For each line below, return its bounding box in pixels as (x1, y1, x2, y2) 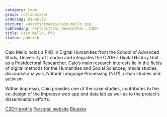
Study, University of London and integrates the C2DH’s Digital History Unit (5, 54, 159, 60)
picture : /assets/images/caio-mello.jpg (5, 21, 92, 27)
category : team (5, 7, 37, 13)
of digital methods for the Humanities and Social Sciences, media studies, (5, 65, 158, 71)
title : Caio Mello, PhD (5, 31, 55, 36)
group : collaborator (5, 12, 49, 17)
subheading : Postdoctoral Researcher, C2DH (5, 26, 98, 31)
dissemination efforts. (5, 96, 50, 102)
